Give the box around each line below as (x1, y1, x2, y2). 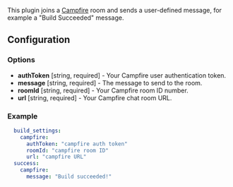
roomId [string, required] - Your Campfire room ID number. (17, 86, 189, 95)
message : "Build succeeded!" (25, 173, 112, 181)
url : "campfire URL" (25, 153, 87, 161)
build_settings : (13, 127, 61, 134)
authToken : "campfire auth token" (25, 140, 129, 147)
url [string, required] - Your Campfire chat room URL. (17, 93, 172, 102)
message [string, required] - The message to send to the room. (17, 78, 203, 87)
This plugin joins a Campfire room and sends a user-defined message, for (7, 6, 222, 14)
